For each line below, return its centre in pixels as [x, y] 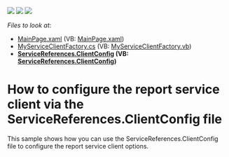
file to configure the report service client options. [78, 146]
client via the [46, 104]
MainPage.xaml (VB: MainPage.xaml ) [71, 39]
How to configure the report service [113, 89]
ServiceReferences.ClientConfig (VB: [73, 54]
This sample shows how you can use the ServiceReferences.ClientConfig [113, 138]
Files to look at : [29, 25]
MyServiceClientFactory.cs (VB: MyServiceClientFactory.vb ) [104, 46]
